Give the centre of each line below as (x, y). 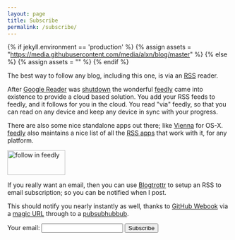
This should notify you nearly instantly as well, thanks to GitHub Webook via (118, 206)
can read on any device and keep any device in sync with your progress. (113, 112)
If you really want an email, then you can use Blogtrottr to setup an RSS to (114, 185)
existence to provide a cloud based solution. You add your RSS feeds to (111, 97)
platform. (20, 140)
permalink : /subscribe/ (42, 27)
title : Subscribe (33, 20)
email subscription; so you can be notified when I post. (87, 193)
